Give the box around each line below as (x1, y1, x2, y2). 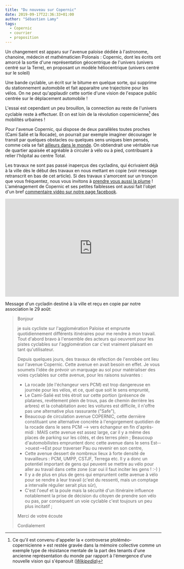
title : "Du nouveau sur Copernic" (5, 7, 77, 12)
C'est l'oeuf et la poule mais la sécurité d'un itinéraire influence (24, 487, 154, 493)
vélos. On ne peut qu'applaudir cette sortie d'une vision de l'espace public (5, 90, 157, 96)
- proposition (9, 35, 39, 40)
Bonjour (17, 316, 34, 322)
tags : (5, 21, 16, 26)
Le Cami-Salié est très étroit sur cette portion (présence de (24, 392, 145, 398)
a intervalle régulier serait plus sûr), (24, 482, 98, 488)
